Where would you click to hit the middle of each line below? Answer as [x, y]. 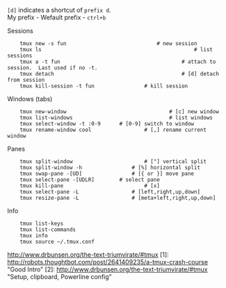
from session [26, 80]
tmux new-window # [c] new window [119, 112]
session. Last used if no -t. [53, 68]
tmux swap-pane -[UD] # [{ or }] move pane [107, 173]
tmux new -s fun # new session [108, 44]
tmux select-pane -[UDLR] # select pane [90, 180]
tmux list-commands [48, 230]
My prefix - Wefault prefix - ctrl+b [57, 17]
